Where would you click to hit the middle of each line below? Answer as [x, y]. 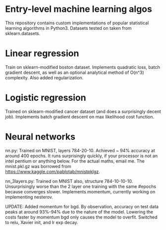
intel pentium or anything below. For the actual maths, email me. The [75, 161]
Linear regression [42, 54]
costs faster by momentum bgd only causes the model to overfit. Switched [81, 217]
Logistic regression [46, 98]
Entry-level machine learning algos [79, 9]
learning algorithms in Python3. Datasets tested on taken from [69, 28]
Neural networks [40, 137]
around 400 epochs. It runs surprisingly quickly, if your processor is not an [81, 156]
